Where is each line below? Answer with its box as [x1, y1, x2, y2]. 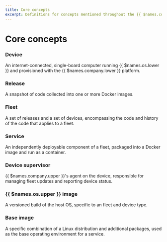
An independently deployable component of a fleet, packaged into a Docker [5, 144, 161, 150]
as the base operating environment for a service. [5, 231, 105, 237]
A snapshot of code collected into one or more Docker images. [5, 91, 134, 97]
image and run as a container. [5, 149, 66, 155]
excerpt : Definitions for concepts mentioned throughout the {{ [5, 12, 141, 17]
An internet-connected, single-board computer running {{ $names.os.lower [5, 62, 160, 68]
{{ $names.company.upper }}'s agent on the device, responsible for [5, 173, 144, 179]
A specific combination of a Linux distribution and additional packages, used [5, 226, 162, 232]
